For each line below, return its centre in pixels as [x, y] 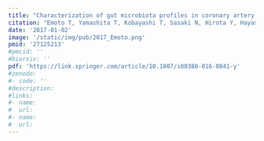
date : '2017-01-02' [40, 30]
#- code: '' [27, 81]
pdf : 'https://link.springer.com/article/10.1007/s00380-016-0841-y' [125, 67]
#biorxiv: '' [29, 60]
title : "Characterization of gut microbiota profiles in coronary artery [132, 15]
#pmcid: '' [26, 52]
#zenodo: [22, 74]
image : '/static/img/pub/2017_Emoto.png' [77, 37]
